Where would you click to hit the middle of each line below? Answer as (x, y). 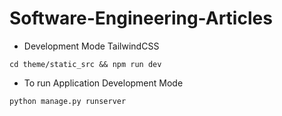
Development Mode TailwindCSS (91, 46)
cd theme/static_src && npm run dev (85, 64)
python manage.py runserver (68, 101)
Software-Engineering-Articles (141, 18)
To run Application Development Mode (103, 83)
